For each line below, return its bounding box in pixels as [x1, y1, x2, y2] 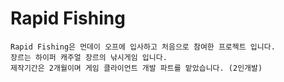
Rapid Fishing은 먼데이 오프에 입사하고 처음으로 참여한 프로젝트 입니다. [10, 42, 276, 52]
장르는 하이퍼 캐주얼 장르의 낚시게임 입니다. [10, 52, 168, 62]
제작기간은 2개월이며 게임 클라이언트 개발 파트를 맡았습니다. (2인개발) [10, 63, 263, 73]
